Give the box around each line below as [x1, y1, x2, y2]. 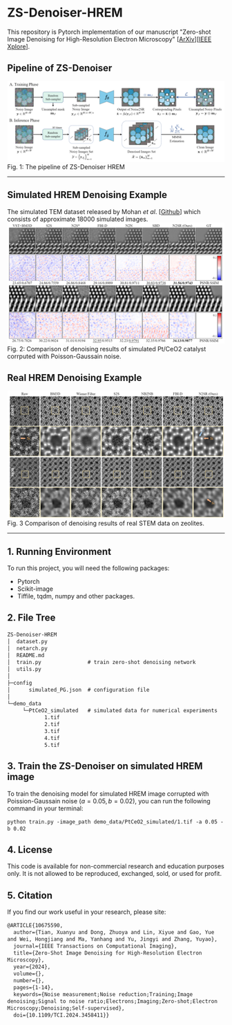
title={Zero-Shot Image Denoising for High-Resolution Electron [13, 950, 202, 957]
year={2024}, [13, 964, 51, 970]
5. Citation [7, 889, 53, 901]
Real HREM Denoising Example [7, 372, 142, 384]
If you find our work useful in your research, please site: [7, 908, 166, 916]
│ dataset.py [7, 638, 48, 645]
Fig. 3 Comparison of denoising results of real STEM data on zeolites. [7, 519, 205, 527]
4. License [7, 844, 53, 856]
